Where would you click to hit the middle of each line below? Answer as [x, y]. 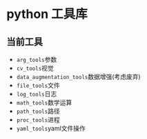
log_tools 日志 [37, 94]
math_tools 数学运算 [44, 103]
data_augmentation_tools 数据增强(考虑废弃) [78, 77]
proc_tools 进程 [38, 120]
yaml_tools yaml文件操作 [51, 128]
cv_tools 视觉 [35, 68]
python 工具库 [47, 14]
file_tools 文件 [38, 85]
